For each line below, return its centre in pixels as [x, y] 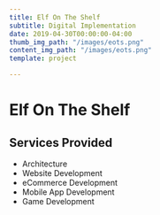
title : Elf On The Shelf [55, 17]
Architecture [45, 164]
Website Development [62, 173]
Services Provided [61, 142]
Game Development [58, 201]
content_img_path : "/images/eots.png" [80, 50]
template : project [43, 58]
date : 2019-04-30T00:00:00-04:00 [71, 34]
